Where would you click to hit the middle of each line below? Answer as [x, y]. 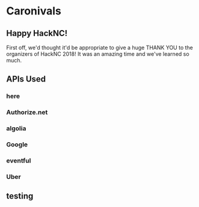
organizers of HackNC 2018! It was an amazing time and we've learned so [98, 54]
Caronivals [34, 11]
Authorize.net [27, 112]
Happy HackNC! [37, 33]
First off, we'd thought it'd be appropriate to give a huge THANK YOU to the [100, 47]
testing [20, 196]
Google [17, 145]
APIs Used [26, 79]
